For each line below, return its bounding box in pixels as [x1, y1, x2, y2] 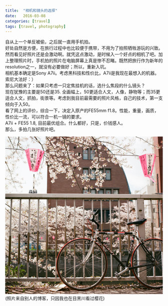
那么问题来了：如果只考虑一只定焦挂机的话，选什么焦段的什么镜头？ [5, 82, 145, 88]
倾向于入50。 [5, 101, 33, 107]
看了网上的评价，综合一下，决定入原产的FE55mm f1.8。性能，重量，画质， [5, 107, 159, 113]
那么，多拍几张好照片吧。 [5, 126, 58, 132]
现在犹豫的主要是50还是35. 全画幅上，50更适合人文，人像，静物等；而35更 [5, 89, 160, 95]
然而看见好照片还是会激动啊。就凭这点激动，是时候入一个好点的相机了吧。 [5, 51, 158, 57]
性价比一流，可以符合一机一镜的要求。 [5, 114, 84, 120]
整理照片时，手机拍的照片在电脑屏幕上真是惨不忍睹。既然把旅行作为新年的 [9, 57, 163, 63]
